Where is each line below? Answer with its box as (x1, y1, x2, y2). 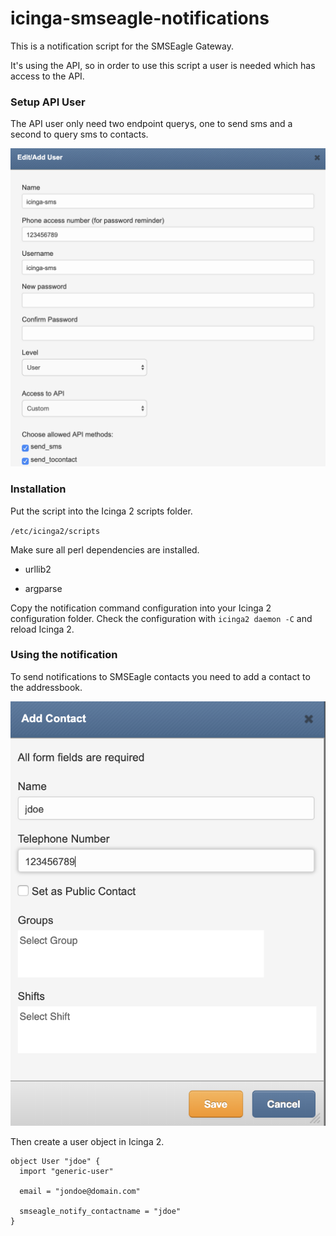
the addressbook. (10, 681, 83, 693)
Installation (10, 482, 67, 496)
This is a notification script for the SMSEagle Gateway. (10, 40, 234, 52)
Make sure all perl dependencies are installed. (10, 543, 200, 556)
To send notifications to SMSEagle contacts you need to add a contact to (10, 670, 311, 682)
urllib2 (24, 563, 52, 575)
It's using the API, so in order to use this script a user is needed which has (10, 59, 316, 71)
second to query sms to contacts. (10, 128, 149, 141)
